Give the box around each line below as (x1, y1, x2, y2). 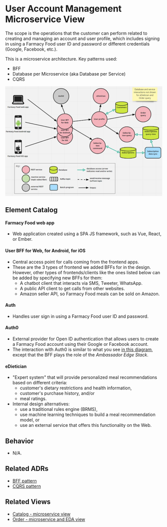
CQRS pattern (12, 483, 41, 489)
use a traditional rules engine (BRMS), (19, 406, 98, 412)
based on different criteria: (12, 380, 67, 386)
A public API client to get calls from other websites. (19, 285, 125, 291)
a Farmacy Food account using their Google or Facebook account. (12, 341, 149, 347)
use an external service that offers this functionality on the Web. (19, 422, 152, 428)
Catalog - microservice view (12, 511, 71, 517)
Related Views (5, 497, 51, 506)
